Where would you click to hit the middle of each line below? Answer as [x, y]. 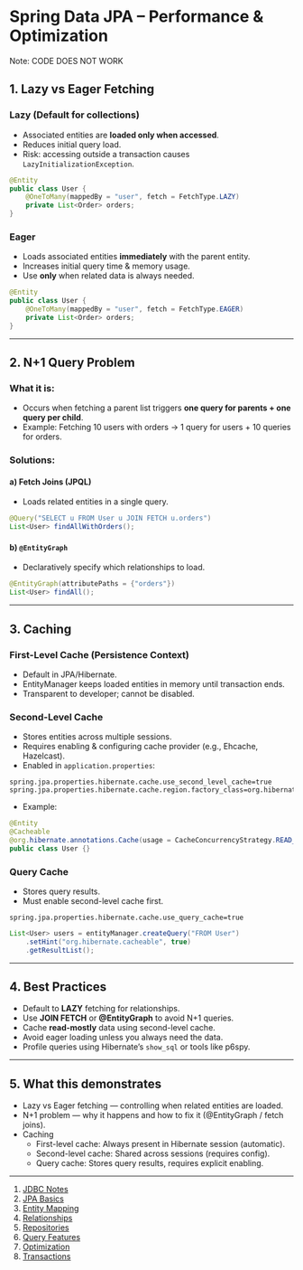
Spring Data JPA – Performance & [137, 17]
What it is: [32, 388]
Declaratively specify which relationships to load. [114, 568]
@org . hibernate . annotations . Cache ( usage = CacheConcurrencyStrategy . [143, 840]
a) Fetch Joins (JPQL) [50, 482]
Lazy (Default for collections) [74, 115]
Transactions [46, 1256]
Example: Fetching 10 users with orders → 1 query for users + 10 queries [156, 428]
